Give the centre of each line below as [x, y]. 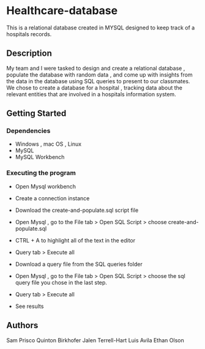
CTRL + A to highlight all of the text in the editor [75, 240]
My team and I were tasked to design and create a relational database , [96, 68]
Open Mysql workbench [46, 186]
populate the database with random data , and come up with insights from [99, 75]
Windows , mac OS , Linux [48, 144]
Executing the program [41, 173]
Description [29, 54]
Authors [22, 325]
